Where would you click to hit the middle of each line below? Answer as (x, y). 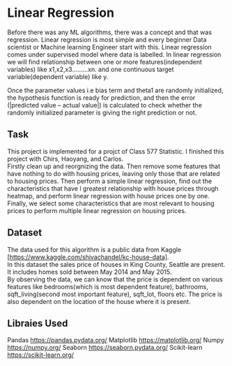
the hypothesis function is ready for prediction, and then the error (101, 97)
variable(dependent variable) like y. (58, 76)
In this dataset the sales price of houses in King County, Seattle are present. (116, 264)
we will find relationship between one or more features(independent (105, 61)
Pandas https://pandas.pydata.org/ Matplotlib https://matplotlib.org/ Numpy (116, 340)
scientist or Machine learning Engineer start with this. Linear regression (110, 47)
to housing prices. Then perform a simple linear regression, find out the (110, 181)
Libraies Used (38, 323)
